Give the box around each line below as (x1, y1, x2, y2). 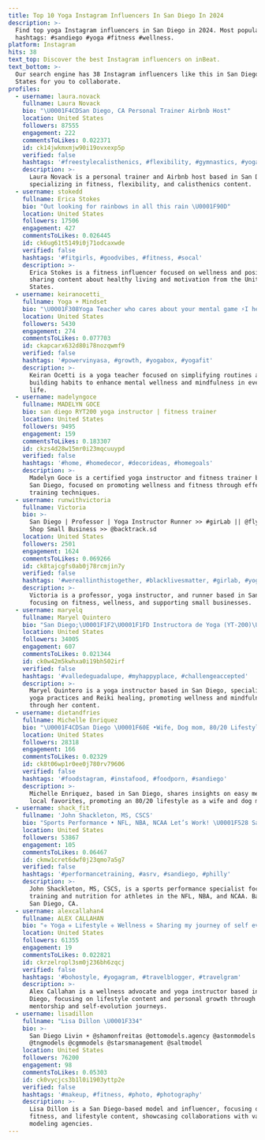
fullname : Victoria (22, 503, 87, 512)
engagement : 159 (22, 429, 77, 438)
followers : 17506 (22, 217, 80, 225)
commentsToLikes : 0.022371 (22, 136, 111, 144)
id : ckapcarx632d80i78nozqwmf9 (22, 342, 125, 350)
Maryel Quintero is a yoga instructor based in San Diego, (28, 687, 227, 695)
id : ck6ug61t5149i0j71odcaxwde (22, 239, 125, 247)
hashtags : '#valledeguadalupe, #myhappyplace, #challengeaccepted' (22, 672, 248, 680)
